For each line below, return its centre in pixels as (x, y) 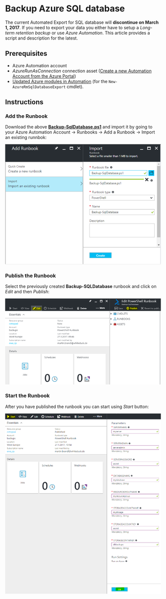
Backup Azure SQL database (65, 9)
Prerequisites (26, 54)
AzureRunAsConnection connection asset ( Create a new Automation (82, 71)
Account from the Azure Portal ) (44, 76)
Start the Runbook (27, 396)
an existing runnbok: (26, 138)
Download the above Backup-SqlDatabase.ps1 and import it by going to (79, 127)
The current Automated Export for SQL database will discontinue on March (82, 22)
